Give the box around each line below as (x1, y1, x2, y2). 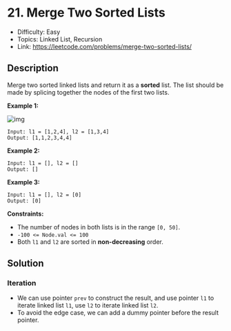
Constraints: (7, 209, 44, 218)
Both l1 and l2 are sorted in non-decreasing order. (17, 237, 164, 246)
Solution (7, 258, 44, 269)
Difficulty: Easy (17, 28, 61, 36)
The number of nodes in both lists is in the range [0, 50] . (17, 223, 181, 231)
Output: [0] (7, 197, 41, 205)
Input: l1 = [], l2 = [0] (7, 191, 81, 198)
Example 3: (7, 178, 40, 186)
